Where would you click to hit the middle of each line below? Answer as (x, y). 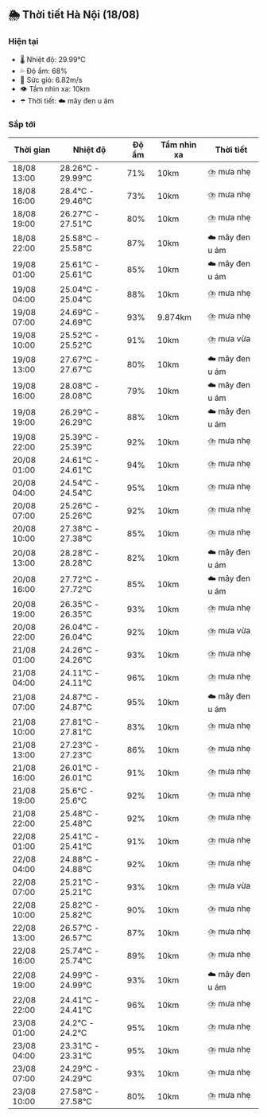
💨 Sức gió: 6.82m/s (51, 80)
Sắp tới (22, 124)
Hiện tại (23, 41)
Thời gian (32, 150)
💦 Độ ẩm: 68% (43, 71)
